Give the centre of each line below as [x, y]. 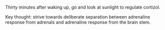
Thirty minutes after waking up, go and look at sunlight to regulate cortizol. [83, 7]
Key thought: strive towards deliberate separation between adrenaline [78, 17]
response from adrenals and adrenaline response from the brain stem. [78, 22]
